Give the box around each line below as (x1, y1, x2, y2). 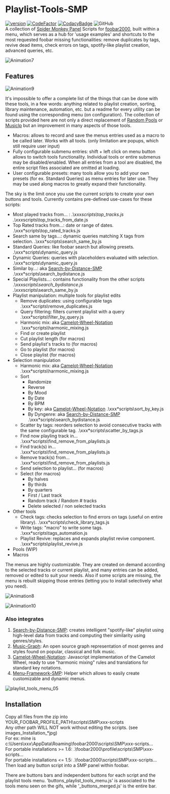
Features (5, 72, 34, 81)
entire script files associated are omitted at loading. (12, 164, 120, 171)
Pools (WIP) (12, 546, 38, 552)
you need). (5, 583, 28, 589)
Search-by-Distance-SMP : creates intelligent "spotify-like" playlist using (12, 627, 164, 633)
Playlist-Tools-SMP (5, 4, 88, 15)
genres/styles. (12, 638, 43, 644)
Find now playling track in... (20, 433, 78, 439)
